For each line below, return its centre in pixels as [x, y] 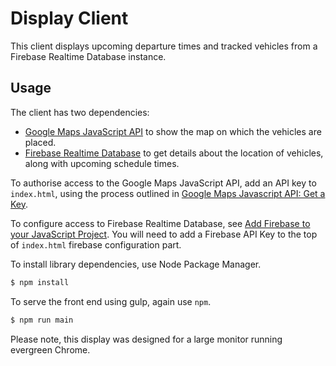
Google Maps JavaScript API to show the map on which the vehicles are [173, 131]
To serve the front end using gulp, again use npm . [111, 301]
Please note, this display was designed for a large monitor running [146, 339]
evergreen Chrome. [50, 349]
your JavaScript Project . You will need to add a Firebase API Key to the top [164, 234]
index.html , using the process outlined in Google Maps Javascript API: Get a [168, 193]
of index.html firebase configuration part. [96, 244]
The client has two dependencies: [80, 112]
